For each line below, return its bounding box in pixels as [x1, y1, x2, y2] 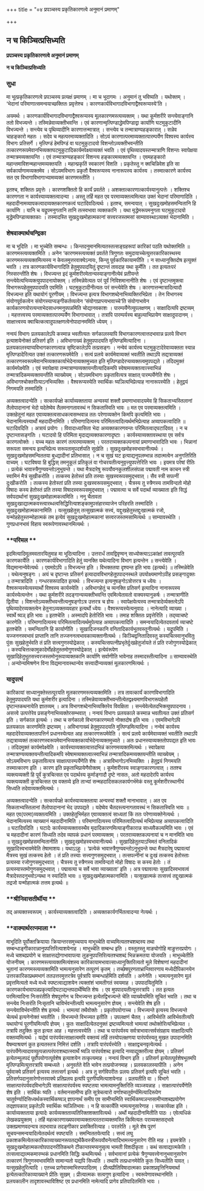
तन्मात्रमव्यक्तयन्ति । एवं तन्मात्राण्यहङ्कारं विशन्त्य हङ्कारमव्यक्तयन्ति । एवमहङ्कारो [6, 153, 166, 161]
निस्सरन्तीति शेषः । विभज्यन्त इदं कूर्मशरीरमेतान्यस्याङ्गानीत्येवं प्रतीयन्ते [6, 270, 139, 278]
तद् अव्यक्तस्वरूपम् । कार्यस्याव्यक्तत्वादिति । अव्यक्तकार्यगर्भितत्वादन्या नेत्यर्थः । [6, 909, 158, 916]
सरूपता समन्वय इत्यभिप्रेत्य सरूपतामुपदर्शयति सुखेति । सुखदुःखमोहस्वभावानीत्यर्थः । [6, 445, 164, 453]
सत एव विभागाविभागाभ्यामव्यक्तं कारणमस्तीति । [6, 174, 95, 181]
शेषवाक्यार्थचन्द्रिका [6, 229, 47, 237]
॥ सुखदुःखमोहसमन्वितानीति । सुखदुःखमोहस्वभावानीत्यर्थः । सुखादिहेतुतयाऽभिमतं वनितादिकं [6, 838, 178, 845]
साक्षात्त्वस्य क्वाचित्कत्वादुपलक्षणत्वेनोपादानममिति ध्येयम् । [6, 318, 112, 326]
